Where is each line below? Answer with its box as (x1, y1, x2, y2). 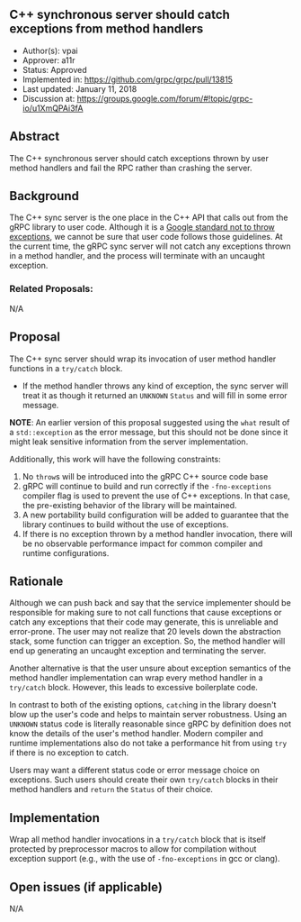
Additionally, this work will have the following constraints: (9, 453, 222, 464)
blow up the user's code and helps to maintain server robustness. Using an (9, 709, 288, 720)
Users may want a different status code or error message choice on (9, 765, 261, 776)
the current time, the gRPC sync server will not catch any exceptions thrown (9, 241, 291, 251)
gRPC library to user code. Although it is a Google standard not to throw (9, 222, 276, 233)
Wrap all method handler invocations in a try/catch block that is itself (9, 834, 267, 845)
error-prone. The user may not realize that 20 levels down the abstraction (9, 626, 281, 637)
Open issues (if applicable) (9, 879, 164, 895)
